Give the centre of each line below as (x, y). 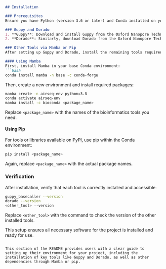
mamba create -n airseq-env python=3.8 (46, 94)
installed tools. (20, 220)
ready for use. (19, 235)
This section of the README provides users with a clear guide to (75, 249)
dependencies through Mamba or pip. (43, 262)
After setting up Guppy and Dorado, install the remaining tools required (84, 53)
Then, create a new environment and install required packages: (69, 85)
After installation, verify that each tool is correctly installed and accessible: (81, 187)
